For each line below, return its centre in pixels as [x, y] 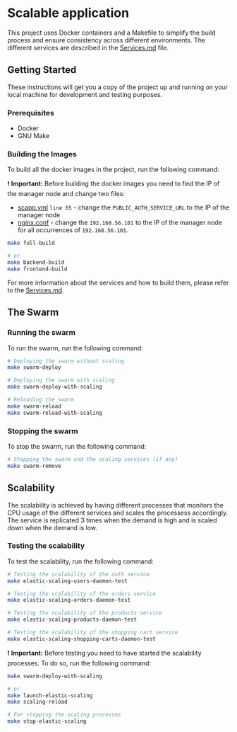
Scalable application [68, 13]
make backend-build [36, 263]
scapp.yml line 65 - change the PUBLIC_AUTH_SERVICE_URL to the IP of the [123, 207]
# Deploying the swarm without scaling [66, 361]
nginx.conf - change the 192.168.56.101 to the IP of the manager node [120, 223]
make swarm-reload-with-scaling [55, 413]
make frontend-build [38, 269]
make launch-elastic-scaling [50, 695]
